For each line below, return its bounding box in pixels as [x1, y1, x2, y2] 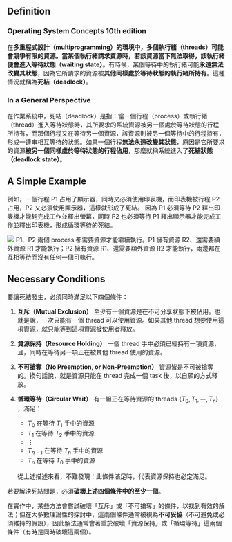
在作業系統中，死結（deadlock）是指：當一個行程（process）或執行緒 [7, 111, 208, 120]
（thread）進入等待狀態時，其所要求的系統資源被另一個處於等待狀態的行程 [7, 120, 220, 129]
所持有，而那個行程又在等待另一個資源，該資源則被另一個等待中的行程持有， [7, 129, 225, 137]
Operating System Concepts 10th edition [7, 26, 147, 36]
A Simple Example [7, 176, 87, 188]
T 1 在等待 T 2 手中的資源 [27, 429, 95, 439]
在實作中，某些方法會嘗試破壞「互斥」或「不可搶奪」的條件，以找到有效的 [7, 501, 219, 509]
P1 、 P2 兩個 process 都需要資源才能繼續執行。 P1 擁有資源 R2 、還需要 [15, 235, 214, 244]
